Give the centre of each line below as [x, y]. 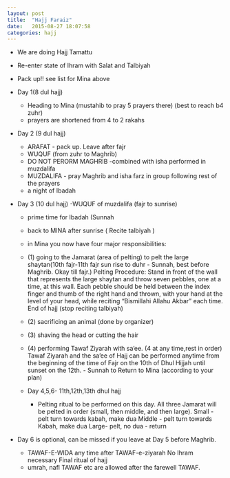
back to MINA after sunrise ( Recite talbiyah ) [91, 230]
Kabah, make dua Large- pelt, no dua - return [102, 426]
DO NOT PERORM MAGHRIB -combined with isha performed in [117, 162]
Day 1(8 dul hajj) [40, 92]
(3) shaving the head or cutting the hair [83, 335]
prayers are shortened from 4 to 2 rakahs [86, 120]
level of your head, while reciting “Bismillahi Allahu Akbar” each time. [125, 301]
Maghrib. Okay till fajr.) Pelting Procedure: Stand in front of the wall [123, 272]
